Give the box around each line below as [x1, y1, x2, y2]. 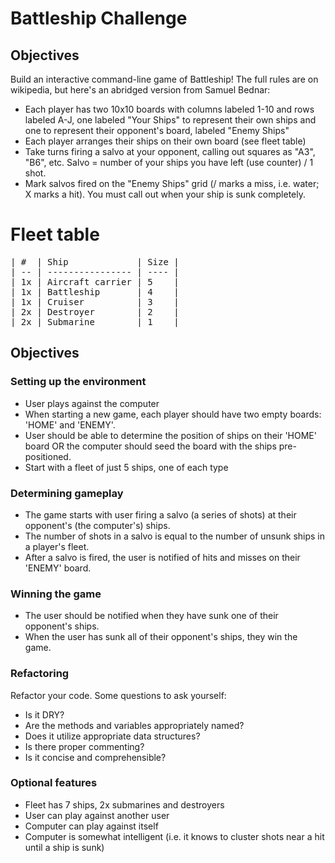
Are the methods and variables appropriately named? [24, 719, 245, 731]
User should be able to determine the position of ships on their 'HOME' [24, 429, 317, 441]
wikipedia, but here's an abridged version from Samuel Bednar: [10, 84, 271, 96]
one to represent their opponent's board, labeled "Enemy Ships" [24, 125, 290, 136]
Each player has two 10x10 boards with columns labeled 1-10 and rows [24, 103, 315, 115]
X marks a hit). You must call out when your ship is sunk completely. [24, 188, 306, 200]
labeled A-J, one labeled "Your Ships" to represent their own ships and [24, 114, 317, 126]
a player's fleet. [24, 540, 90, 552]
